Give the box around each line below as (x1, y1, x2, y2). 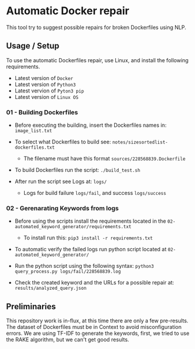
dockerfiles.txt (14, 145, 55, 151)
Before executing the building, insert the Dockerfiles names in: (14, 121, 167, 129)
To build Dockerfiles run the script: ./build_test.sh (14, 167, 141, 174)
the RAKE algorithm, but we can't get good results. (6, 336, 129, 343)
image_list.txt (14, 128, 53, 134)
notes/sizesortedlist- (112, 139, 168, 146)
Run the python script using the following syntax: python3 (14, 262, 154, 270)
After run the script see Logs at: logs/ (14, 178, 108, 185)
